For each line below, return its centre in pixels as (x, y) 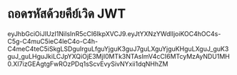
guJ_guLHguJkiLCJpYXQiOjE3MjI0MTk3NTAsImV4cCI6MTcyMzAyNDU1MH (118, 56)
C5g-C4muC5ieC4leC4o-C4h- (53, 41)
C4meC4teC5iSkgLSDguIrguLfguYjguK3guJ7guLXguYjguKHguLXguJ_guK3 (118, 49)
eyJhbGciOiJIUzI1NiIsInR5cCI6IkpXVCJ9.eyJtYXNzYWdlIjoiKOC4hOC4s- (114, 33)
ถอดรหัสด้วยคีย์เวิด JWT (67, 14)
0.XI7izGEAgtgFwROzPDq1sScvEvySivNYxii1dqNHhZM (88, 64)
